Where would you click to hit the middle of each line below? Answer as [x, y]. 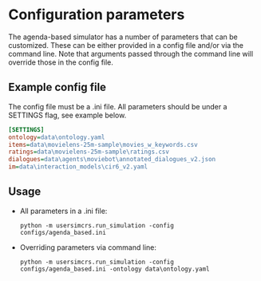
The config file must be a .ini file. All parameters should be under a [118, 106]
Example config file [57, 87]
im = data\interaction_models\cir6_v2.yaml [78, 167]
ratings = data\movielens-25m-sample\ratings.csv [89, 152]
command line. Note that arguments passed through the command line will [131, 53]
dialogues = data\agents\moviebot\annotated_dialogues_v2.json [112, 160]
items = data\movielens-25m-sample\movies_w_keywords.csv [103, 144]
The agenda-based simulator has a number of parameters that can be [123, 37]
